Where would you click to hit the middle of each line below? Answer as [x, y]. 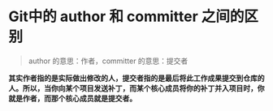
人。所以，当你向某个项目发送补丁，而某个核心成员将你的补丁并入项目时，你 [136, 88]
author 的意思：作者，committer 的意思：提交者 [108, 61]
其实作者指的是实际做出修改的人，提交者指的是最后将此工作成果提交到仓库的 [136, 78]
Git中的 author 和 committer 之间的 [126, 17]
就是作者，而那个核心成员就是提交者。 [72, 98]
